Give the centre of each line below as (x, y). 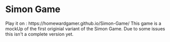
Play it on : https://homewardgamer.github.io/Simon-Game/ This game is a (83, 23)
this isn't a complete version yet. (40, 34)
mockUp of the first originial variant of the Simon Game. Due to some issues (85, 28)
